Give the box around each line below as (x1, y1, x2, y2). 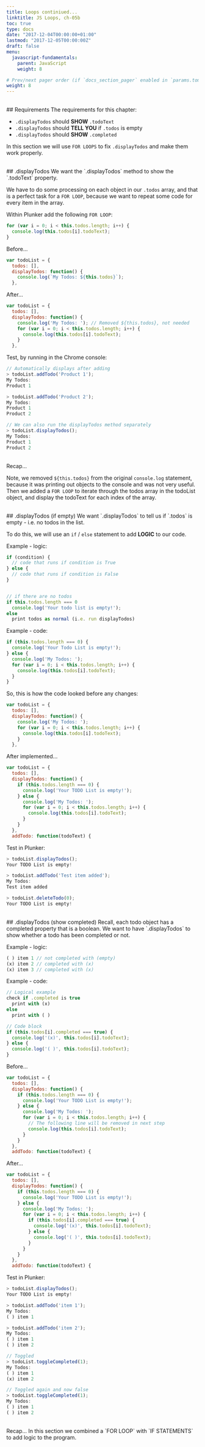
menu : (6, 49, 20, 55)
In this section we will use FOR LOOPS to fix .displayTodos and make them (6, 143, 189, 150)
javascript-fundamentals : (12, 55, 78, 61)
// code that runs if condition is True (12, 560, 116, 566)
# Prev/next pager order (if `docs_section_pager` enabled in (6, 77, 168, 83)
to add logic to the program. (6, 1434, 77, 1441)
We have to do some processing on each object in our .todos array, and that (6, 186, 198, 194)
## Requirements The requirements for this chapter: (6, 106, 137, 113)
